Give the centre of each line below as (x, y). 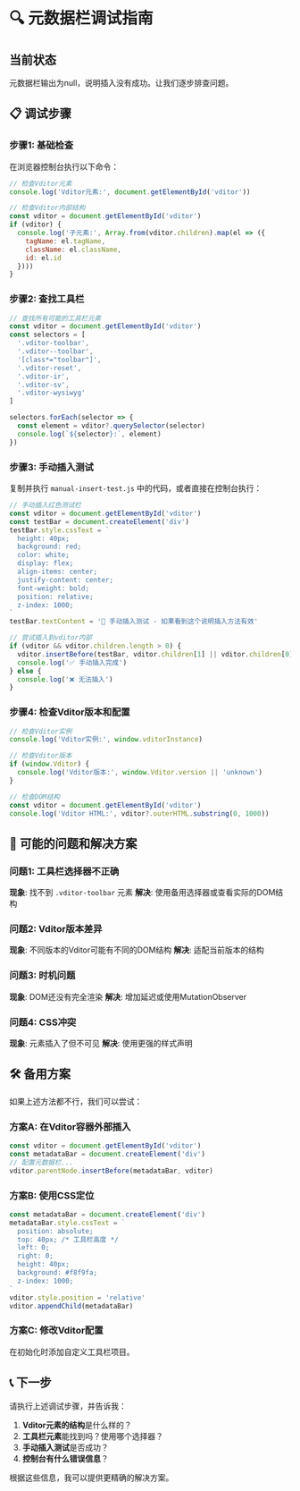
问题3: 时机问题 (42, 976)
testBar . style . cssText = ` (59, 530)
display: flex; (46, 563)
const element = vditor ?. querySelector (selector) (111, 426)
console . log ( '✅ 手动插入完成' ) (72, 663)
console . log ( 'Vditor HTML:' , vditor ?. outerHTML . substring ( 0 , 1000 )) (139, 813)
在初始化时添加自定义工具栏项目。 (72, 1351)
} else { (25, 671)
